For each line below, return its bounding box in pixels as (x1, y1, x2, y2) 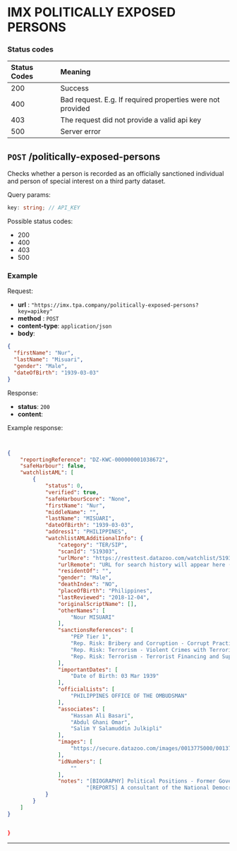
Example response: (7, 423, 63, 432)
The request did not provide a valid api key (60, 115, 202, 125)
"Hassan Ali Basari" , (70, 712, 134, 719)
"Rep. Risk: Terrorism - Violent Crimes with (70, 646, 207, 653)
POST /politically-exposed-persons (7, 150, 161, 162)
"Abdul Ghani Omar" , (70, 718, 131, 726)
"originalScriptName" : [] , (57, 600, 138, 607)
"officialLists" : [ (57, 686, 115, 693)
